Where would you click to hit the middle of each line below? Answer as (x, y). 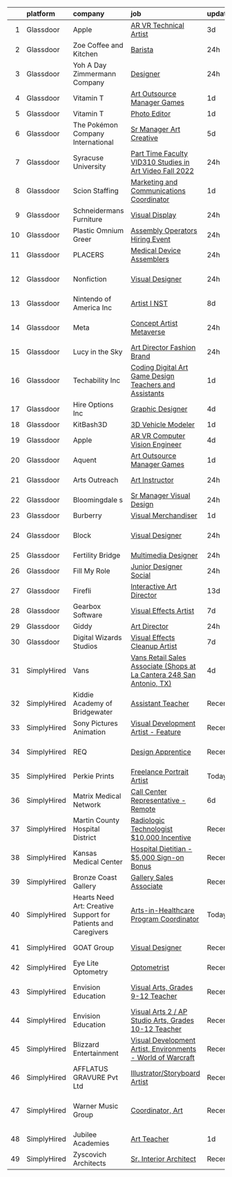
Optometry (90, 972)
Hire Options (93, 405)
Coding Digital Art (159, 368)
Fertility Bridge (97, 555)
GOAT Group (93, 947)
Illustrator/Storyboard (165, 1073)
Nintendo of (92, 299)
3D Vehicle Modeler (163, 424)
